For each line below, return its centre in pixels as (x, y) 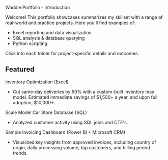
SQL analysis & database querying (49, 38)
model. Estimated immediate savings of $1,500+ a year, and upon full (85, 97)
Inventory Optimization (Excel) (37, 82)
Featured (20, 69)
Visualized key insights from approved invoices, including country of (84, 142)
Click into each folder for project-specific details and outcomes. (72, 53)
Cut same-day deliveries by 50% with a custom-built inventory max (83, 92)
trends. (20, 153)
